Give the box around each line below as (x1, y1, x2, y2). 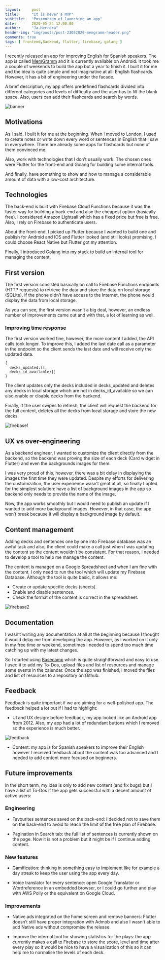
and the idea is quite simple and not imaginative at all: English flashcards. (5, 69, 154, 75)
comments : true (5, 35, 36, 40)
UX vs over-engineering (5, 437, 80, 445)
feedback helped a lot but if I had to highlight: (5, 705, 98, 711)
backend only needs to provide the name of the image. (5, 491, 116, 497)
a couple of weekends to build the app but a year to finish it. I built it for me (5, 63, 158, 69)
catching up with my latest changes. (5, 647, 79, 653)
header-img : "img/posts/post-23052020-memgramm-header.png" (5, 30, 132, 35)
